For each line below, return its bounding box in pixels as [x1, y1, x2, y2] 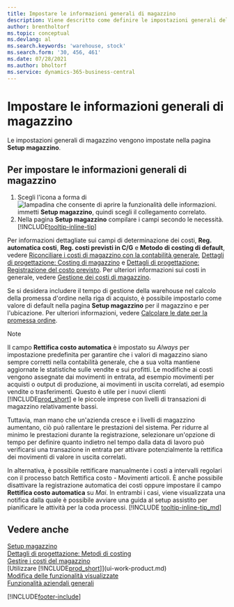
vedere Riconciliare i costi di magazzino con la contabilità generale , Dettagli [7, 251, 224, 260]
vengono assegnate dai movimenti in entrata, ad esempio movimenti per [7, 373, 214, 381]
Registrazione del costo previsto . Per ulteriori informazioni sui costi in [7, 266, 207, 274]
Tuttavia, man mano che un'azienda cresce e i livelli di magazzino [7, 416, 195, 425]
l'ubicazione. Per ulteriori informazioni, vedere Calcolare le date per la [7, 309, 208, 317]
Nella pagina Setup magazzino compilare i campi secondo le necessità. [17, 215, 224, 223]
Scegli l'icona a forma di [17, 193, 87, 202]
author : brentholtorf [7, 23, 70, 30]
